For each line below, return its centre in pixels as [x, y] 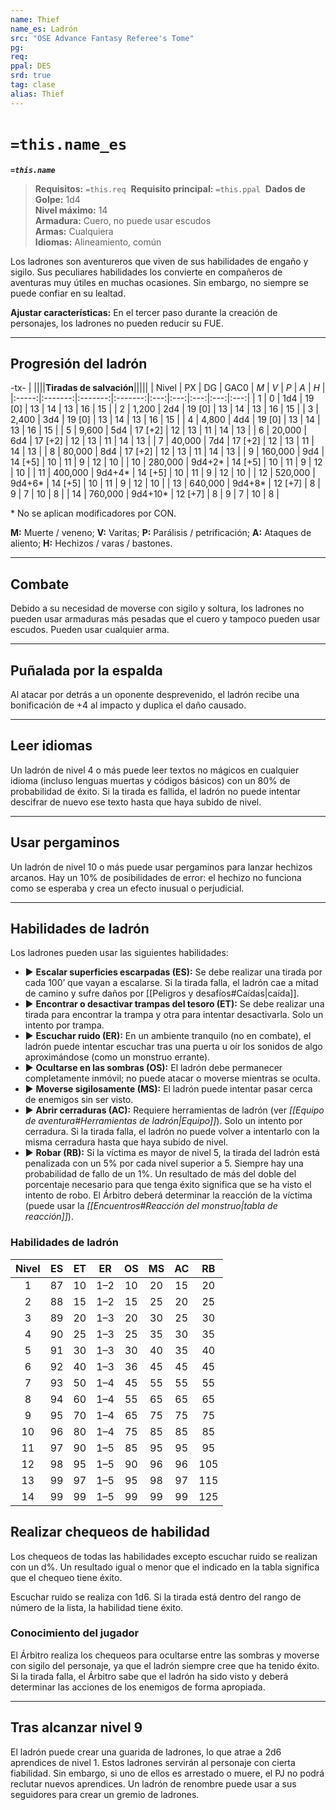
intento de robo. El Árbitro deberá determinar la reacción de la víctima [168, 1195]
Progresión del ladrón [79, 363]
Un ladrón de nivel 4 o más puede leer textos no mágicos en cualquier [155, 770]
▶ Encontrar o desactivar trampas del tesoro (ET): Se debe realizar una [174, 1004]
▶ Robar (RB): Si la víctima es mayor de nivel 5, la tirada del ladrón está [172, 1153]
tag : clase [33, 85]
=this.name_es [69, 144]
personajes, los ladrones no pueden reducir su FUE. [117, 323]
